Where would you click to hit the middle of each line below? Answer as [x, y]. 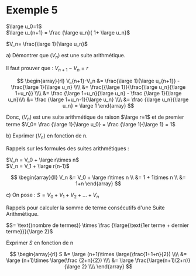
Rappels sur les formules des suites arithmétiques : [68, 149]
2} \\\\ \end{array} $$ [107, 266]
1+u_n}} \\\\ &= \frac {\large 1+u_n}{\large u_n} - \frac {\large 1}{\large [98, 93]
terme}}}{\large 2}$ [30, 231]
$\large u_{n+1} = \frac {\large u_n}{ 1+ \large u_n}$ [68, 32]
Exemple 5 [32, 10]
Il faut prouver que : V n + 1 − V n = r [47, 69]
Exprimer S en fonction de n [40, 243]
